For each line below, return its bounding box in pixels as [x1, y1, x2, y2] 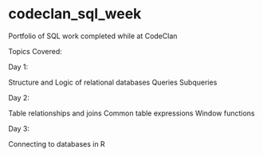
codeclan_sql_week [8, 5, 142, 23]
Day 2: [8, 92, 30, 102]
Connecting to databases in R [8, 139, 105, 148]
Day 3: [8, 124, 30, 133]
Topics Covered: [8, 46, 62, 56]
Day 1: [8, 61, 29, 72]
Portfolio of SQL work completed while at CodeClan [8, 31, 178, 41]
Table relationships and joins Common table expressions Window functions [8, 108, 255, 118]
